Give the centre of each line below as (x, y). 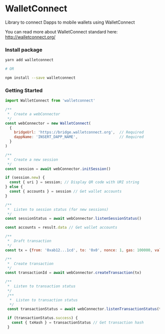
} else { (14, 187)
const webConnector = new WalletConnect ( (48, 123)
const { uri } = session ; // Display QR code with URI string (74, 182)
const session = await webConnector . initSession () (58, 169)
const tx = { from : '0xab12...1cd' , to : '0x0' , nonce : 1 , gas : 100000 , (79, 250)
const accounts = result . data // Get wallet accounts (61, 228)
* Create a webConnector (34, 114)
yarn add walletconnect (29, 60)
